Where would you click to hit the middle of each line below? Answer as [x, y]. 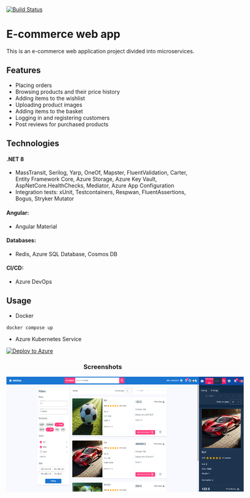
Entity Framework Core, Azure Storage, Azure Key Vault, [86, 179]
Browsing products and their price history [68, 91]
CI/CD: [15, 268]
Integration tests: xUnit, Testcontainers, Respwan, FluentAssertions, [101, 192]
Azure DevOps [34, 281]
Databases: [21, 240]
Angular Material [36, 226]
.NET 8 [15, 159]
